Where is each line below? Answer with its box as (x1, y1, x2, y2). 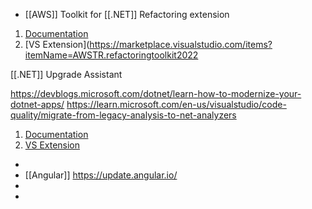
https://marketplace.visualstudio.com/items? (89, 39, 273, 50)
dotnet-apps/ (10, 99, 65, 110)
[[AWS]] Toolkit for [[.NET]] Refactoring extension (24, 9, 230, 20)
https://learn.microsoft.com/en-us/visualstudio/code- (66, 99, 287, 110)
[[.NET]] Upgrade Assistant (10, 69, 123, 80)
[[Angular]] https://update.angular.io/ (24, 169, 178, 181)
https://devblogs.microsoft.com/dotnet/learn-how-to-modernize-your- (10, 88, 302, 99)
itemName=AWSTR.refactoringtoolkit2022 (24, 49, 199, 61)
